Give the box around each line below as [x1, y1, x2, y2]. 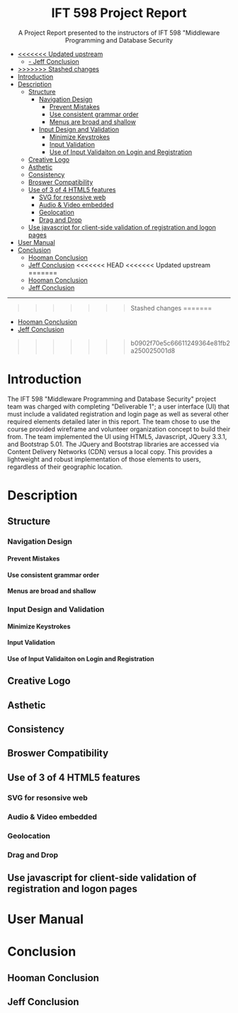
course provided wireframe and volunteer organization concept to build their [7, 424, 231, 433]
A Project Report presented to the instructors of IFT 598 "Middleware [18, 28, 220, 37]
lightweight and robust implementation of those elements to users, [7, 455, 201, 463]
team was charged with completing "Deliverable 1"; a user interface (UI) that [7, 402, 230, 411]
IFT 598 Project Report [51, 5, 187, 21]
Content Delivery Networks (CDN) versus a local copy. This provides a [7, 447, 212, 455]
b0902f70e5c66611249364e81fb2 [130, 338, 230, 347]
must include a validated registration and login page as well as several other [7, 409, 229, 418]
